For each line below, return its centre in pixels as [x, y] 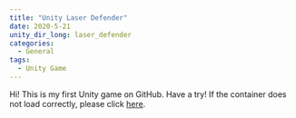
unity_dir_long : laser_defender [70, 34]
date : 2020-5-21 [40, 26]
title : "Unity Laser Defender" [69, 18]
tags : [20, 60]
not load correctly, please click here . [78, 103]
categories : [32, 43]
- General [36, 52]
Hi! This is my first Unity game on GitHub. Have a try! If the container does [148, 94]
